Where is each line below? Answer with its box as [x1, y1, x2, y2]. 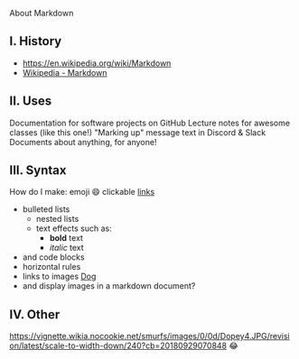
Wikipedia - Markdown [22, 67, 107, 78]
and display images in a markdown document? [22, 281, 196, 291]
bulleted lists [22, 204, 70, 215]
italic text [49, 243, 84, 253]
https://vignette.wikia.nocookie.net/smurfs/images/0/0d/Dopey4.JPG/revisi [9, 331, 291, 342]
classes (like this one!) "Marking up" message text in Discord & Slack [9, 126, 266, 138]
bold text [49, 233, 84, 244]
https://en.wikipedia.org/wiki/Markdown [22, 58, 172, 69]
